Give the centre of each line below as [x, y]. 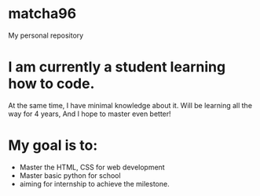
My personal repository [46, 35]
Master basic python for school [70, 175]
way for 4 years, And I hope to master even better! [90, 114]
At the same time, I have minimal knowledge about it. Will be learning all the [130, 105]
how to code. [51, 84]
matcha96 [42, 14]
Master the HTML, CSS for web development [92, 167]
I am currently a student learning [117, 67]
